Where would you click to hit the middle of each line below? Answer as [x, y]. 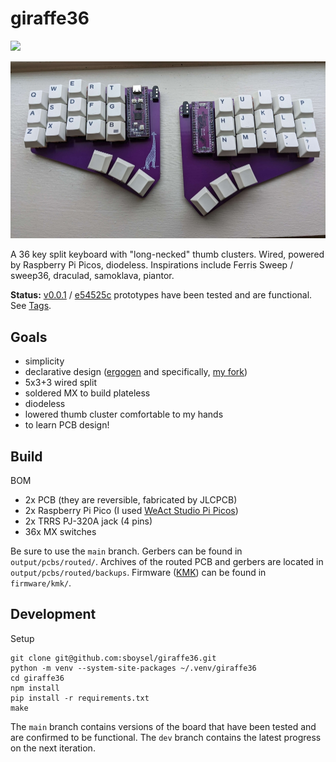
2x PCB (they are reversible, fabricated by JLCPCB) [131, 500]
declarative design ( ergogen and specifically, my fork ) [136, 372]
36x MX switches [60, 532]
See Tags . [31, 306]
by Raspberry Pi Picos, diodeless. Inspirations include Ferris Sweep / [152, 265]
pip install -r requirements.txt [80, 698]
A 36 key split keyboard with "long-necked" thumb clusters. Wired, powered [167, 254]
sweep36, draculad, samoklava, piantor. [92, 276]
